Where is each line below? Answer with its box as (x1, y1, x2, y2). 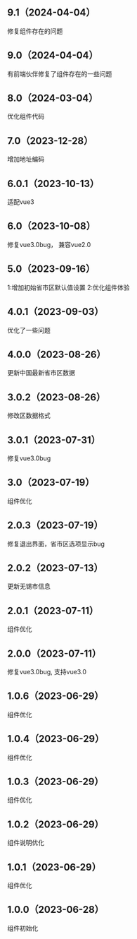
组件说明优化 (7, 839, 44, 847)
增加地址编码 (7, 155, 44, 164)
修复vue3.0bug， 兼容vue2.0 (7, 240, 91, 249)
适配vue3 (7, 198, 34, 206)
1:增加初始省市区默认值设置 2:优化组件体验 (7, 283, 130, 292)
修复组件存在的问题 (7, 27, 63, 35)
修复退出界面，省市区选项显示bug (7, 539, 105, 548)
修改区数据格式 (7, 412, 51, 420)
